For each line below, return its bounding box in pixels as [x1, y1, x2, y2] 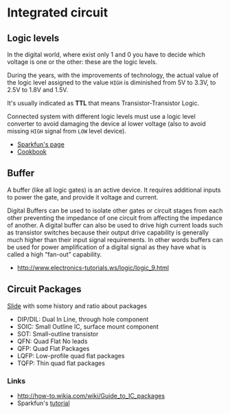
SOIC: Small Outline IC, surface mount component [16, 322, 159, 331]
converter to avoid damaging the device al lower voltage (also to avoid [7, 120, 206, 128]
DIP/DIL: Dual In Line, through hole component [16, 315, 149, 323]
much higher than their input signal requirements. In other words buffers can [7, 235, 223, 243]
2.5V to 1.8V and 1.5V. [7, 86, 69, 94]
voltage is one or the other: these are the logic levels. [7, 58, 158, 66]
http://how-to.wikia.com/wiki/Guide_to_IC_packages [16, 391, 165, 400]
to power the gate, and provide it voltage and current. [7, 193, 159, 201]
